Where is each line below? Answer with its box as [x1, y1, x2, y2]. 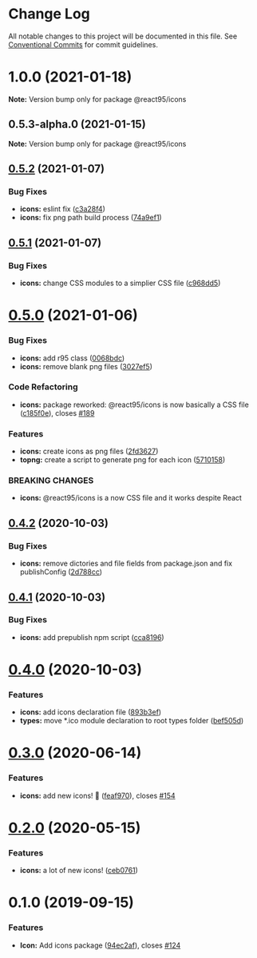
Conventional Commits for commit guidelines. [8, 39, 158, 49]
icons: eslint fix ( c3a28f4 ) [19, 204, 105, 214]
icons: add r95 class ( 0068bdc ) [19, 353, 125, 363]
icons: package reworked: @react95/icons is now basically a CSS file [19, 400, 249, 409]
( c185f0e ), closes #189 [19, 408, 95, 417]
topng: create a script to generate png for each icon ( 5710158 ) [19, 455, 226, 465]
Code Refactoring [8, 381, 78, 392]
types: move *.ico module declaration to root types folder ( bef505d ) [19, 716, 244, 726]
